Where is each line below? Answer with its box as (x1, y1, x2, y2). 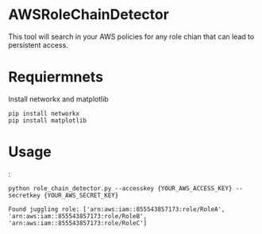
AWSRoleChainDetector (8, 6, 169, 24)
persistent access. (8, 40, 69, 49)
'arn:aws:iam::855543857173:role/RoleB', (8, 212, 148, 220)
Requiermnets (8, 68, 104, 86)
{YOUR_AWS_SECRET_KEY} (43, 191, 119, 199)
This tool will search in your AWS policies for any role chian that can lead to (8, 32, 255, 41)
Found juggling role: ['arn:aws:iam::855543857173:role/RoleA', (8, 205, 225, 213)
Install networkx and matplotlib (8, 94, 109, 104)
